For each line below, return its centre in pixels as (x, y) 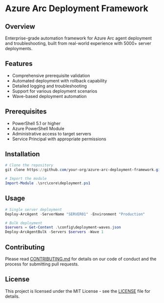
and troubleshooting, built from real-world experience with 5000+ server (78, 43)
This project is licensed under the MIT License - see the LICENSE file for (78, 291)
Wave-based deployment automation (49, 96)
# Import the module (26, 179)
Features (19, 64)
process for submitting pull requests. (42, 264)
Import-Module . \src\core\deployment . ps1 (48, 183)
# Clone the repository (29, 165)
